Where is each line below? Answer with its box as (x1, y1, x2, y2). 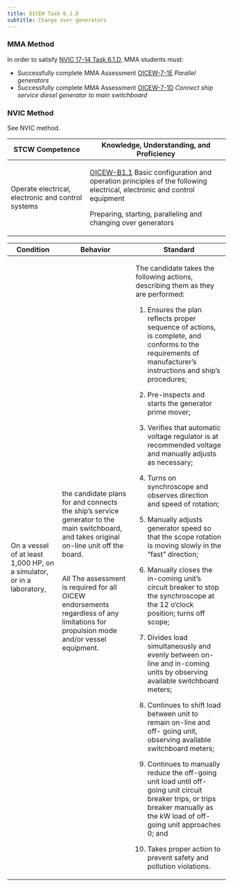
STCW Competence (13, 145, 80, 155)
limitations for (62, 617, 107, 627)
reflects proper (147, 313, 196, 323)
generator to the (62, 515, 115, 524)
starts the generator (147, 399, 213, 408)
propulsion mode (62, 626, 118, 635)
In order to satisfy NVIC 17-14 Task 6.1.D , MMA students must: (7, 55, 184, 63)
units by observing (147, 667, 208, 677)
